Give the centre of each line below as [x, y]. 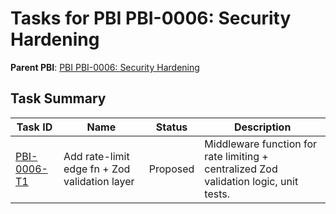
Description [262, 127]
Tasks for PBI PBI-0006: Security [151, 18]
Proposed [171, 169]
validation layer [99, 181]
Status [171, 127]
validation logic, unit [251, 181]
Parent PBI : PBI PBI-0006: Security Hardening [105, 67]
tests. [217, 194]
